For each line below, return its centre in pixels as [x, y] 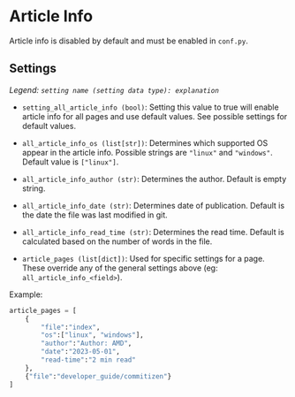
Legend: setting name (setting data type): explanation [114, 89]
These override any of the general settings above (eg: [120, 268]
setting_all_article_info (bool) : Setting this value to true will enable [151, 107]
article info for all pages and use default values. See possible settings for [155, 116]
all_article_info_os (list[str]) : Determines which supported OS [145, 142]
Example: [26, 294]
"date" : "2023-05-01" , [81, 352]
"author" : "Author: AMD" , [87, 344]
